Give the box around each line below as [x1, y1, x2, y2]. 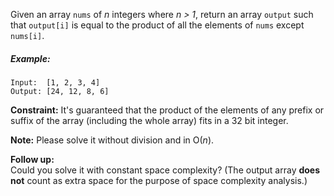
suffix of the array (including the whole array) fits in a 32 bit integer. [10, 114, 289, 126]
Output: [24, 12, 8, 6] [10, 86, 110, 96]
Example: [10, 52, 51, 64]
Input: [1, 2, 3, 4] [10, 77, 101, 88]
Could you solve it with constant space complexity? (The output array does [10, 164, 321, 176]
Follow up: [10, 153, 55, 165]
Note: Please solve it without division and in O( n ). [10, 134, 215, 146]
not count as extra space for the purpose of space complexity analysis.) [10, 174, 308, 186]
